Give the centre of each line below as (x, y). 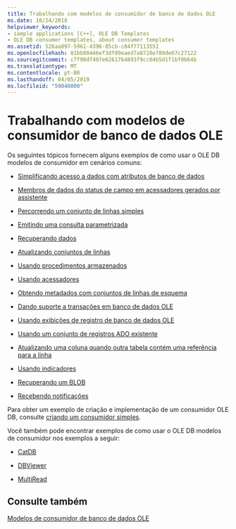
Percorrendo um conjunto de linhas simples (81, 211)
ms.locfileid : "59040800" (45, 86)
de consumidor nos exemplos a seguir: (64, 438)
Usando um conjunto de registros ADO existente (88, 334)
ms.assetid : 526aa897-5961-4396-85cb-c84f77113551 (83, 46)
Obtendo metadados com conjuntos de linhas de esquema (103, 293)
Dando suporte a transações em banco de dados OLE (95, 306)
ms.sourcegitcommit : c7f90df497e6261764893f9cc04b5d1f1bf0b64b (102, 60)
